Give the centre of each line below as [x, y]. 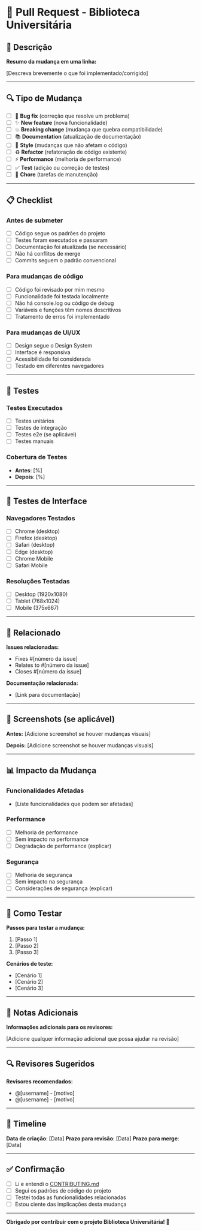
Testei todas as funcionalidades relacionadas [71, 1197]
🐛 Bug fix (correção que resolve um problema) [72, 116]
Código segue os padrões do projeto [60, 233]
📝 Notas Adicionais [42, 1013]
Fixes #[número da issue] [46, 659]
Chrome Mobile [34, 558]
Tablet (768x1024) [37, 601]
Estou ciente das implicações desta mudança [71, 1204]
